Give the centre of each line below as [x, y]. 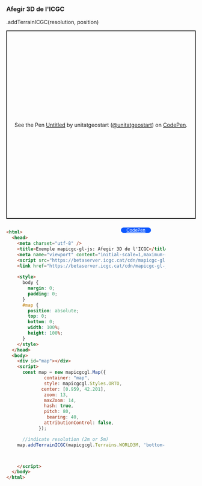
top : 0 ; [37, 316]
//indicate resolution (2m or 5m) [66, 439]
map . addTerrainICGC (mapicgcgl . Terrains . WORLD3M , [79, 445]
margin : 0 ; [41, 288]
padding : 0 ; [43, 294]
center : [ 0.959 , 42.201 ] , [74, 389]
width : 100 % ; [44, 327]
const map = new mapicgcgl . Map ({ [64, 373]
